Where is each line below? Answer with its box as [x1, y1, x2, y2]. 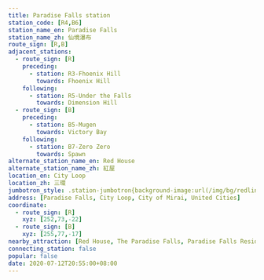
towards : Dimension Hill [36, 99, 118, 107]
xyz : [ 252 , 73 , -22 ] [22, 216, 82, 224]
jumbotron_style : [8, 186, 65, 195]
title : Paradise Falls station [8, 11, 111, 20]
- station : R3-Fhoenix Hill [28, 70, 122, 78]
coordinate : [8, 201, 47, 209]
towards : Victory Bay [36, 128, 108, 136]
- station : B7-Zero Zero [28, 143, 111, 151]
